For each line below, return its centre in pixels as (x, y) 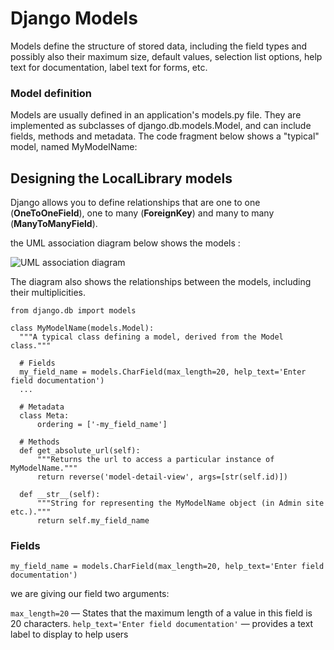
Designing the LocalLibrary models (121, 178)
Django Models (74, 18)
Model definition (51, 93)
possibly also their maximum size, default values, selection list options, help (166, 56)
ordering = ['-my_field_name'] (102, 425)
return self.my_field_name (93, 521)
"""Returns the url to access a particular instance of (155, 460)
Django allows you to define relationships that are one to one (135, 203)
